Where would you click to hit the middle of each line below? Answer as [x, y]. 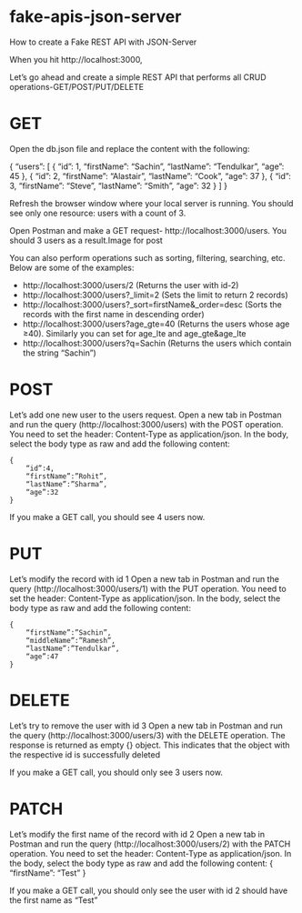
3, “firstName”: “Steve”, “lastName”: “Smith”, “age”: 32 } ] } [118, 186]
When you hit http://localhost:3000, [76, 59]
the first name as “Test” [54, 900]
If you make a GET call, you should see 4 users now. [107, 517]
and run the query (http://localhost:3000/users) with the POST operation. [146, 424]
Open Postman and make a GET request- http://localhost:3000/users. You [148, 230]
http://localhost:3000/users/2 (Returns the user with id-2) [131, 285]
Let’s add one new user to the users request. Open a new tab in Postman [146, 415]
